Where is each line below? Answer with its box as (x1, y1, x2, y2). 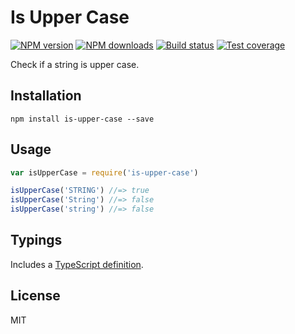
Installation (10, 87, 82, 105)
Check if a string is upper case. (10, 58, 140, 70)
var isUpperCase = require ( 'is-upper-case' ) (10, 167, 199, 178)
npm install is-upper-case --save (10, 114, 155, 124)
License (10, 287, 61, 305)
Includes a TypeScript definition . (10, 258, 144, 270)
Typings (10, 232, 63, 249)
